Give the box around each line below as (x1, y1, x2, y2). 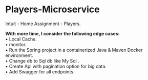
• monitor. (5, 41, 27, 47)
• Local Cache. (5, 36, 37, 42)
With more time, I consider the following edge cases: (5, 30, 120, 36)
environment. (5, 52, 33, 58)
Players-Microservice (5, 4, 100, 15)
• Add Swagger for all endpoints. (5, 68, 75, 75)
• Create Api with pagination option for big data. (5, 63, 107, 69)
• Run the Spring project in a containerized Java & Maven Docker (5, 47, 143, 53)
